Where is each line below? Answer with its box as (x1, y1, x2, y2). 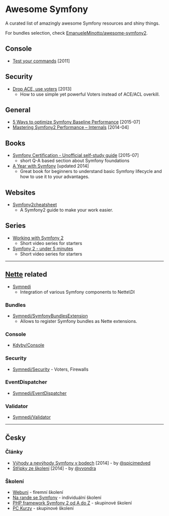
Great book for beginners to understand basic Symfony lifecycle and (20, 168, 162, 175)
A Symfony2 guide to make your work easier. (20, 207, 113, 213)
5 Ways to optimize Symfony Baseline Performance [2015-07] (12, 119, 141, 125)
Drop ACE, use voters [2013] (12, 85, 72, 92)
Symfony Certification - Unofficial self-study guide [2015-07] (12, 152, 139, 158)
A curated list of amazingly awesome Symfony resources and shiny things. (5, 20, 160, 26)
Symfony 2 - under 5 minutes (12, 245, 73, 251)
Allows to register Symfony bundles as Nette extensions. (20, 318, 137, 324)
